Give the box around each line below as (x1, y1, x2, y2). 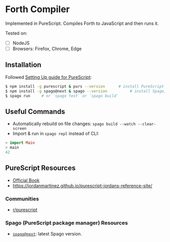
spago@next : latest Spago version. (12, 231, 82, 237)
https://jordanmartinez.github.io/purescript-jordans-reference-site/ (12, 182, 153, 188)
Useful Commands (5, 107, 65, 116)
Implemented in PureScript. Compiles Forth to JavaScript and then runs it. (5, 20, 159, 26)
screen (12, 126, 27, 131)
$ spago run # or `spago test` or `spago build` (5, 93, 119, 98)
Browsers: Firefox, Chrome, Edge (12, 46, 82, 52)
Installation (5, 61, 41, 69)
